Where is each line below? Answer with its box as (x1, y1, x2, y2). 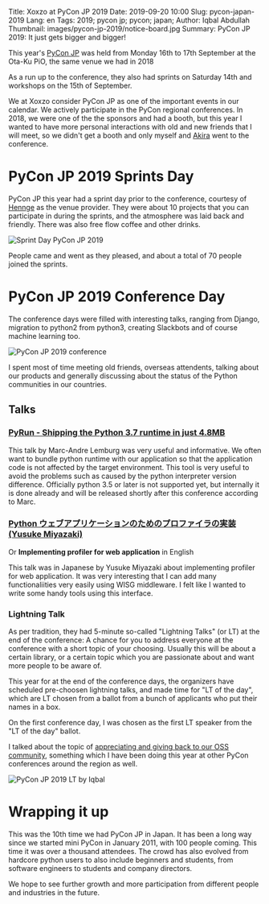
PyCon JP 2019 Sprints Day (8, 167, 194, 186)
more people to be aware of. (8, 661, 102, 671)
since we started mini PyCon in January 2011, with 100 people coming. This (8, 838, 257, 848)
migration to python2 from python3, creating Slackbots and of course (8, 322, 238, 332)
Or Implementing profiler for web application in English (8, 547, 194, 556)
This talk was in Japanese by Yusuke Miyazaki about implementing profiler (8, 563, 255, 572)
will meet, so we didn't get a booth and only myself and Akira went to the (8, 130, 250, 140)
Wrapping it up (8, 803, 109, 821)
